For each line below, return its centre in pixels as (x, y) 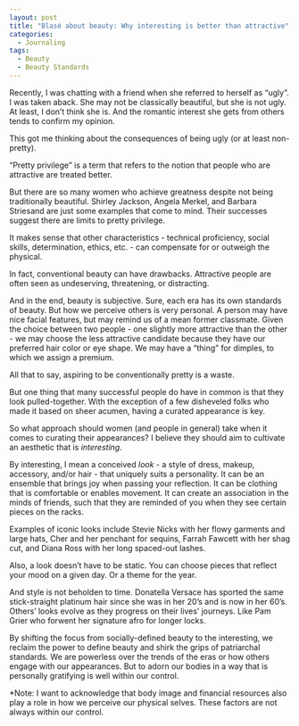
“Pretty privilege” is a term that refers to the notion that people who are (140, 165)
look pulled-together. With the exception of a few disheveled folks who (139, 401)
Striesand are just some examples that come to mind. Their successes (138, 210)
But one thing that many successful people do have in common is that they (146, 392)
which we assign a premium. (62, 357)
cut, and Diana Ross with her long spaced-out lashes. (108, 548)
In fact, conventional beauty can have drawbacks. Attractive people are (141, 274)
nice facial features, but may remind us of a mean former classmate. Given (146, 319)
